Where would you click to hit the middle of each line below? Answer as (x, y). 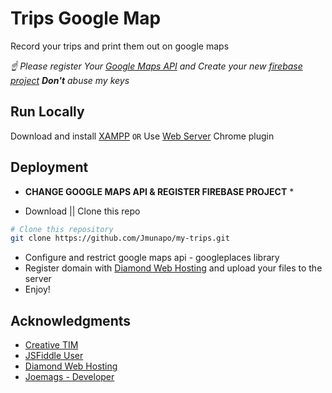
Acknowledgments (71, 320)
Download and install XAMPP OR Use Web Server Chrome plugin (142, 136)
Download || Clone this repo (82, 211)
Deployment (49, 167)
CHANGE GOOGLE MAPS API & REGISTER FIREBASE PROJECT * (159, 191)
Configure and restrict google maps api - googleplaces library (152, 258)
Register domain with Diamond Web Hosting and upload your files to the (173, 268)
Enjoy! (37, 289)
